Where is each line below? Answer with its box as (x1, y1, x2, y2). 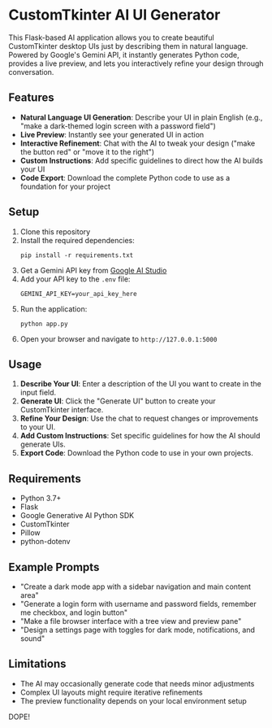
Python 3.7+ (19, 494, 62, 503)
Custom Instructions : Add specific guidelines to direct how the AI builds (19, 155, 264, 165)
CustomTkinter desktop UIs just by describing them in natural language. (8, 41, 248, 50)
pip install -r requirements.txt (19, 251, 134, 259)
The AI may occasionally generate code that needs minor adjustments (19, 678, 255, 688)
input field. (19, 388, 57, 398)
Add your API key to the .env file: (19, 274, 131, 284)
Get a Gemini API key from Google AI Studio (19, 265, 167, 275)
